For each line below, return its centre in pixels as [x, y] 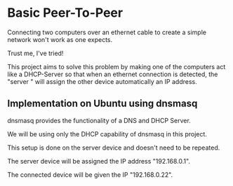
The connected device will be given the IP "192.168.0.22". [90, 174]
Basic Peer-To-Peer [65, 13]
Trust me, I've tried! [35, 53]
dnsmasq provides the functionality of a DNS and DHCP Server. [99, 120]
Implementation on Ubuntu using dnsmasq [102, 104]
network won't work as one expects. [60, 39]
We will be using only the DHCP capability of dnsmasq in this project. [107, 134]
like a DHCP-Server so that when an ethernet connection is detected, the [113, 74]
